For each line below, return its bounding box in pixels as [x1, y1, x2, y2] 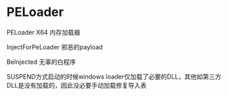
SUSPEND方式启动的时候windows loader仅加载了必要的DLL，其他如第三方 [6, 72, 222, 81]
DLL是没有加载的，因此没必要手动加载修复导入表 [6, 81, 147, 89]
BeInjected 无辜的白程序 [6, 57, 76, 66]
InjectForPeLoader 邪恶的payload [6, 42, 103, 51]
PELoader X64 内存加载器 [6, 28, 81, 36]
